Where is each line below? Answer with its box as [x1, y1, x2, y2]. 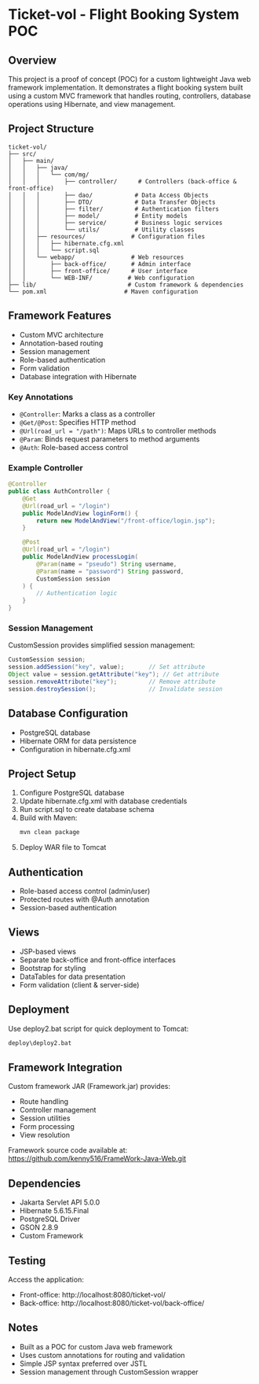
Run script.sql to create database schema [19, 805, 155, 814]
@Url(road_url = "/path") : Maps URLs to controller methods [19, 426, 217, 435]
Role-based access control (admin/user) [19, 887, 151, 896]
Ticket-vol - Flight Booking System [8, 6, 239, 24]
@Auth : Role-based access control [19, 442, 129, 452]
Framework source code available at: [8, 1146, 128, 1155]
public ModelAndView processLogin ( [22, 553, 139, 561]
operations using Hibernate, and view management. [8, 100, 176, 109]
